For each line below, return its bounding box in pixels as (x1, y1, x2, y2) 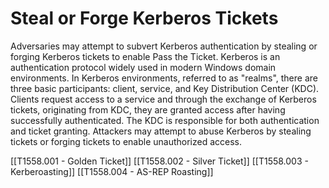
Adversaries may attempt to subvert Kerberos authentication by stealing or (10, 40, 318, 52)
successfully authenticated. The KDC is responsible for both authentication (10, 114, 320, 126)
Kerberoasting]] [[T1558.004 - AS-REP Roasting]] (10, 165, 214, 177)
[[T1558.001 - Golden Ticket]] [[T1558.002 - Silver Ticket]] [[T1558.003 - (10, 155, 309, 167)
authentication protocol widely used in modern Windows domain (10, 61, 277, 73)
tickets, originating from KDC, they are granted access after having (10, 103, 286, 116)
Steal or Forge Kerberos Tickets (10, 7, 279, 30)
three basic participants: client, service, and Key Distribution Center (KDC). (10, 82, 320, 94)
